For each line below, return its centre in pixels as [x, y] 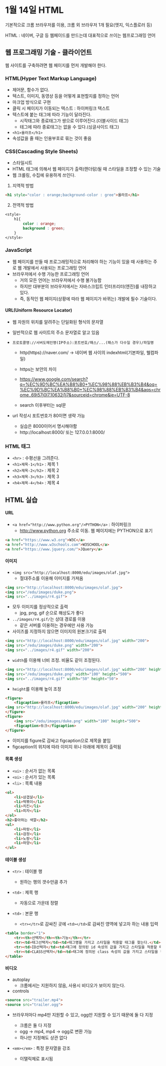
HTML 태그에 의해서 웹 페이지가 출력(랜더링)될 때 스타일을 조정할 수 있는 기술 [86, 169]
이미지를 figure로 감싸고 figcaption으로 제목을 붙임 [62, 741]
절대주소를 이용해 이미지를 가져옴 [51, 578]
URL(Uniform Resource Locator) [39, 310]
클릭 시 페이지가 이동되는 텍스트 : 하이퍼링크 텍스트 [61, 108]
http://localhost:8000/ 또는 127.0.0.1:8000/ [62, 432]
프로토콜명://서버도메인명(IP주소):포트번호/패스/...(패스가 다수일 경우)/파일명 [83, 343]
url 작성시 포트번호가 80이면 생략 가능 [49, 416]
